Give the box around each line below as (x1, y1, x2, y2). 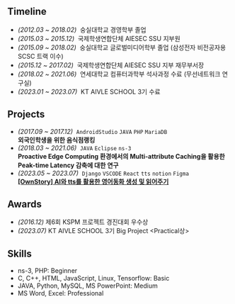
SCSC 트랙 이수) (17, 52, 64, 60)
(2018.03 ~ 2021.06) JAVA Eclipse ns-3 (17, 143, 132, 152)
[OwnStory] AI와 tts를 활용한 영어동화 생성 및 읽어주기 (17, 177, 169, 186)
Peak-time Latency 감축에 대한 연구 (17, 161, 119, 169)
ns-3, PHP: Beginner (17, 266, 78, 275)
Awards (7, 198, 42, 210)
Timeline (7, 6, 47, 18)
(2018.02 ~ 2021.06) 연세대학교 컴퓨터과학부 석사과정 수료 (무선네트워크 (17, 69, 221, 78)
